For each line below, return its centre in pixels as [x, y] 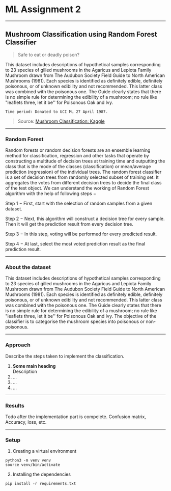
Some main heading [34, 366]
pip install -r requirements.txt [41, 484]
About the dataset [28, 267]
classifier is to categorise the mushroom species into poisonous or [75, 321]
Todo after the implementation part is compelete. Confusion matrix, [76, 417]
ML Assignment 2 [43, 9]
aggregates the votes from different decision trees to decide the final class [83, 183]
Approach [18, 345]
